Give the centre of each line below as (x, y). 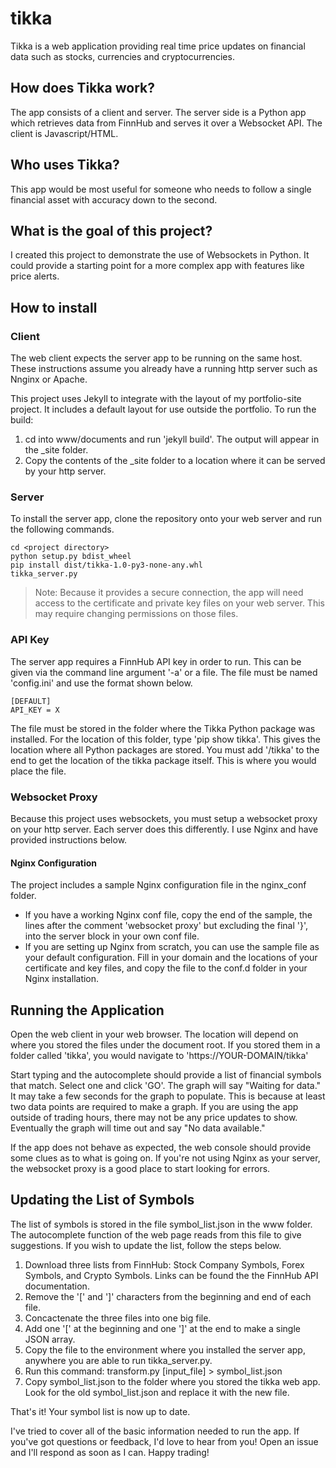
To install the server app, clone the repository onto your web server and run (166, 519)
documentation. (57, 1286)
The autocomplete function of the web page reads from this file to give (156, 1234)
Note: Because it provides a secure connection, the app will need (169, 593)
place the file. (38, 771)
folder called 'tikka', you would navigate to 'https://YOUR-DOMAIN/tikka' (159, 1055)
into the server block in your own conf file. (112, 936)
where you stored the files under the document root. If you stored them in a (165, 1044)
